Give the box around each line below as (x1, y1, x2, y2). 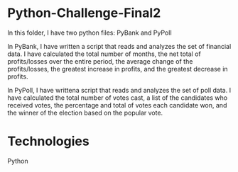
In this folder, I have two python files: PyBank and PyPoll (7, 28, 172, 37)
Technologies (7, 133, 90, 149)
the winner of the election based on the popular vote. (7, 108, 163, 117)
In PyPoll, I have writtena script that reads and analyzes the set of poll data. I (7, 86, 232, 94)
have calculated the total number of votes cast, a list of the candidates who (7, 93, 228, 102)
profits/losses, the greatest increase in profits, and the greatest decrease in (7, 64, 229, 73)
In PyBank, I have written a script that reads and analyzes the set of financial (7, 42, 232, 50)
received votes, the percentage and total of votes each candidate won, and (7, 101, 227, 109)
